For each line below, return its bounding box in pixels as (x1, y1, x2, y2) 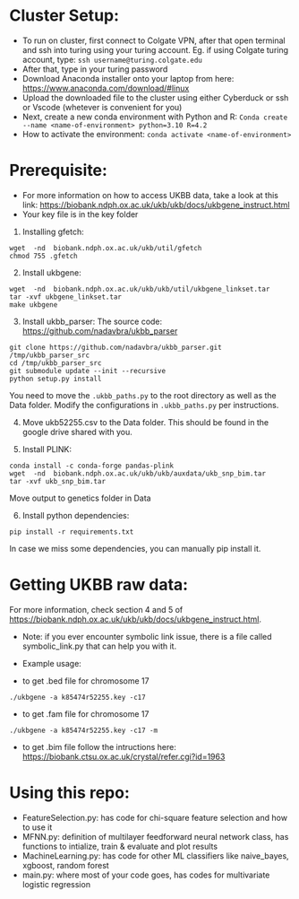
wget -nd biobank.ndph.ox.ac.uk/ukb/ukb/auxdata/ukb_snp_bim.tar (9, 468, 267, 478)
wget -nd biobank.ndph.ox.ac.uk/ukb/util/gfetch (9, 243, 202, 252)
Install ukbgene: (21, 266, 82, 278)
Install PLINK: (21, 443, 73, 454)
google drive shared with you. (21, 426, 132, 437)
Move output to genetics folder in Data (9, 493, 151, 503)
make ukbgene (9, 300, 58, 310)
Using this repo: (9, 782, 130, 803)
